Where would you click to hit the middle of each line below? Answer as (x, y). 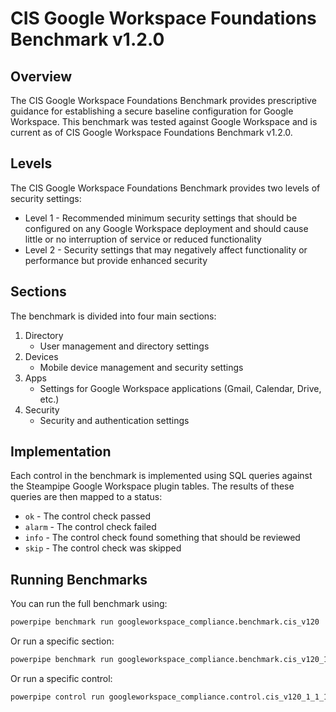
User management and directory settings (124, 346)
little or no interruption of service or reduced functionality (143, 239)
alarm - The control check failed (90, 527)
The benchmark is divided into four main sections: (113, 316)
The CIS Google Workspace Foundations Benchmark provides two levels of (165, 188)
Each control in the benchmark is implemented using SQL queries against (161, 476)
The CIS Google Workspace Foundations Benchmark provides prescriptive (163, 100)
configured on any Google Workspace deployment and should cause (166, 228)
